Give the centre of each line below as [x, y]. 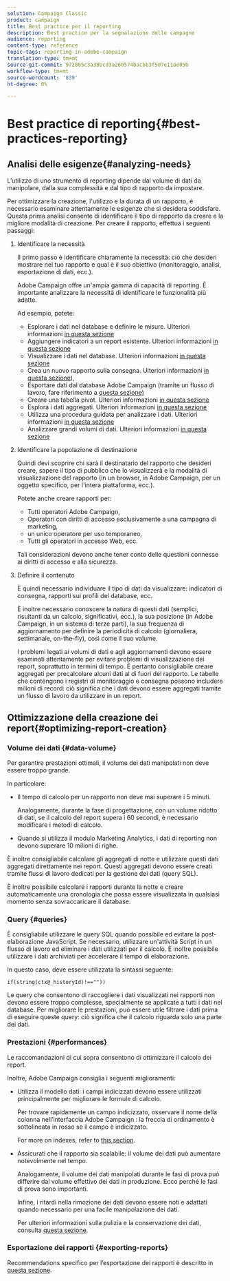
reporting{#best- [150, 124]
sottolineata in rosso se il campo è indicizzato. [82, 1127]
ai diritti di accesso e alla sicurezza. [67, 562]
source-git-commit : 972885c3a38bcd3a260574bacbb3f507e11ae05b [98, 65]
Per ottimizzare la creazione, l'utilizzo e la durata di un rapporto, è [100, 201]
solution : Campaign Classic [47, 13]
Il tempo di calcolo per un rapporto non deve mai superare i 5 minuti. [114, 797]
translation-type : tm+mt [43, 59]
